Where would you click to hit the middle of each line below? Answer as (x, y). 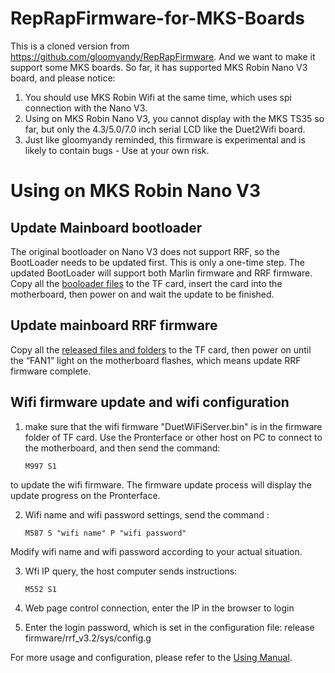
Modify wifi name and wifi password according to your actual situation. (156, 551)
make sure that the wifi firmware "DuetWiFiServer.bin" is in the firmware (173, 426)
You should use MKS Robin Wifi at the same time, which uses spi (158, 97)
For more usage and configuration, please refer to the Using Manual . (151, 657)
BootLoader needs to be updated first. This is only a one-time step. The (158, 262)
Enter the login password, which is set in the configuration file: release (169, 627)
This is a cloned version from (70, 46)
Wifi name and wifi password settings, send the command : (147, 514)
